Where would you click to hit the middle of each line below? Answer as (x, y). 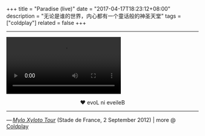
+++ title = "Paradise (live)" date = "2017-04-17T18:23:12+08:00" (88, 9)
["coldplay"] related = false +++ (46, 23)
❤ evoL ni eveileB (103, 102)
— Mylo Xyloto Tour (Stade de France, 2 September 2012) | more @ (91, 120)
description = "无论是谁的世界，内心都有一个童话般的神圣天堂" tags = (94, 16)
